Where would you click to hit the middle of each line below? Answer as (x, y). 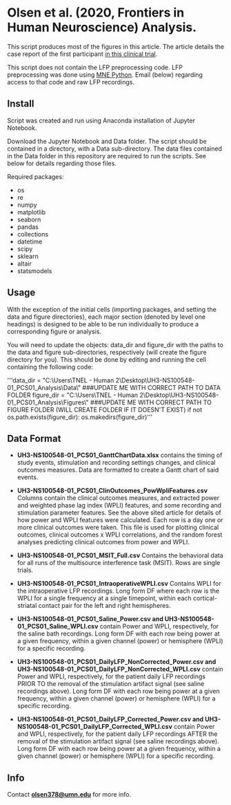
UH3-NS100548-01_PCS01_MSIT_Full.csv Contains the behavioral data (120, 555)
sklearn (28, 256)
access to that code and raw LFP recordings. (71, 82)
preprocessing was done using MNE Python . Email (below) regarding (105, 75)
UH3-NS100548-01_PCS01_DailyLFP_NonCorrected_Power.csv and (117, 662)
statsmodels (34, 270)
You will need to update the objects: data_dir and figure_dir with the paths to (115, 344)
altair (24, 263)
